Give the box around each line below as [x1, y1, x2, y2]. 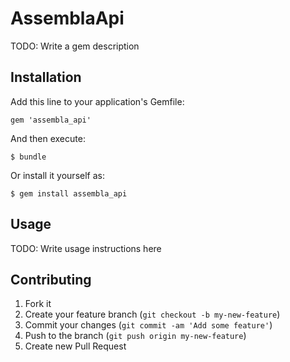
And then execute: [10, 132, 86, 144]
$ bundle [10, 152, 47, 162]
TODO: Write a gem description [10, 40, 140, 52]
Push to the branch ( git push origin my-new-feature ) [24, 330, 247, 342]
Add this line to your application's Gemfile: [10, 95, 185, 107]
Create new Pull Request [24, 340, 127, 352]
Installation [10, 69, 82, 86]
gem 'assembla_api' [10, 115, 92, 125]
